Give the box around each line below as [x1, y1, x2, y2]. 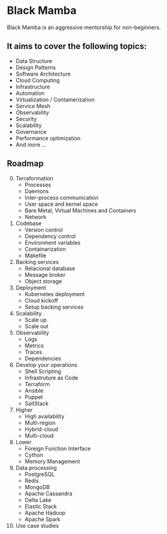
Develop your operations [15, 361, 77, 368]
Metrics [24, 341, 44, 349]
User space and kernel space [24, 200, 99, 208]
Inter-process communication [24, 194, 99, 201]
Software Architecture [15, 70, 71, 77]
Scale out [24, 322, 49, 330]
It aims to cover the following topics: [7, 41, 147, 51]
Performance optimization [15, 134, 81, 142]
